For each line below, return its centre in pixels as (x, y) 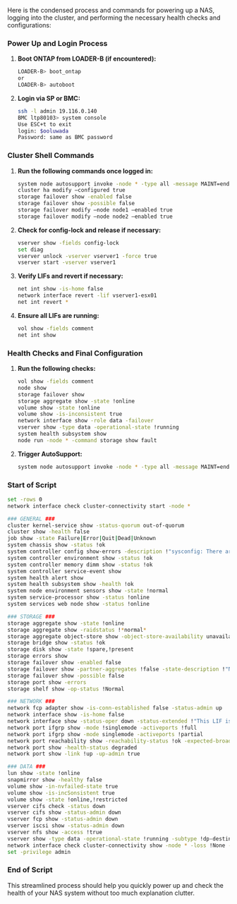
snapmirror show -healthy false (55, 780)
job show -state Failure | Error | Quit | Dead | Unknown (82, 539)
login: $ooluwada (43, 131)
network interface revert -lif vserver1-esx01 (87, 295)
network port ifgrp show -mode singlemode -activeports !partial (105, 734)
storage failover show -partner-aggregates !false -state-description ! (116, 669)
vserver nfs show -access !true (55, 832)
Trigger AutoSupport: (50, 453)
